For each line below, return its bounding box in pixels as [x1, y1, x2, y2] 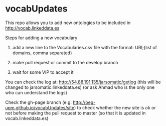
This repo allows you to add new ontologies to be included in [5, 20, 131, 26]
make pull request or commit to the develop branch [12, 59, 119, 65]
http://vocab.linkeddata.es [5, 25, 60, 31]
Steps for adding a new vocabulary [5, 35, 78, 41]
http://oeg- [72, 99, 96, 105]
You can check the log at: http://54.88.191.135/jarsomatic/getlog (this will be [5, 79, 161, 85]
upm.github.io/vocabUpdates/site [5, 104, 74, 110]
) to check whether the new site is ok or [74, 104, 156, 110]
